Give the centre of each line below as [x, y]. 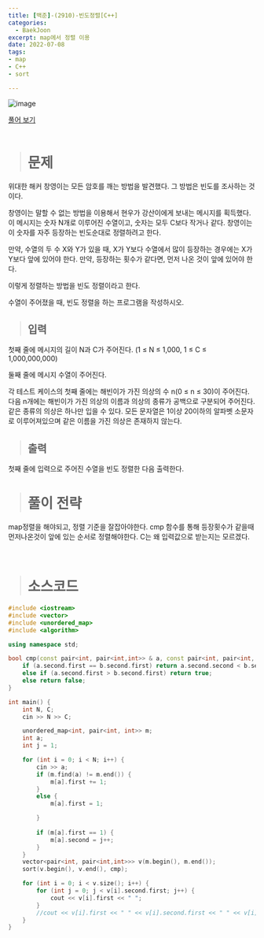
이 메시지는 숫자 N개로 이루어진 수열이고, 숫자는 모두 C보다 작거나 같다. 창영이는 [130, 222]
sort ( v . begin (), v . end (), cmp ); [75, 869]
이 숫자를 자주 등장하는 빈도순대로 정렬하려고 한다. [85, 232]
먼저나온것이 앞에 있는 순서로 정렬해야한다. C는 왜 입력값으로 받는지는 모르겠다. [129, 537]
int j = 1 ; [40, 746]
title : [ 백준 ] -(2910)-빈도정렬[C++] [63, 15]
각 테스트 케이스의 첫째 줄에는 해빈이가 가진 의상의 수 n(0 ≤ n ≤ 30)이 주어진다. [129, 391]
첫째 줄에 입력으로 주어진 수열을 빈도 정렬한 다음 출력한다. [96, 469]
